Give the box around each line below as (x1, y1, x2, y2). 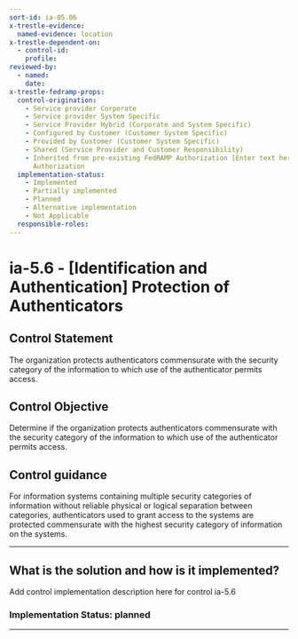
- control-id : (17, 46, 69, 55)
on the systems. (9, 529, 68, 539)
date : (25, 79, 46, 88)
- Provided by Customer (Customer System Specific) (25, 137, 220, 146)
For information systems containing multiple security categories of (9, 491, 253, 502)
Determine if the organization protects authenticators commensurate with (9, 423, 278, 434)
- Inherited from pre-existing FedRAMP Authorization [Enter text (25, 153, 276, 163)
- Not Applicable (25, 211, 90, 220)
